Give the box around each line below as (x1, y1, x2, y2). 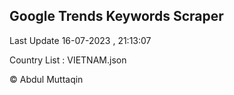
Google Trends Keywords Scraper (9, 8, 224, 25)
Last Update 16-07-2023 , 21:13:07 (9, 34, 152, 46)
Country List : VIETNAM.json (9, 54, 127, 66)
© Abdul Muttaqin (9, 73, 84, 85)
